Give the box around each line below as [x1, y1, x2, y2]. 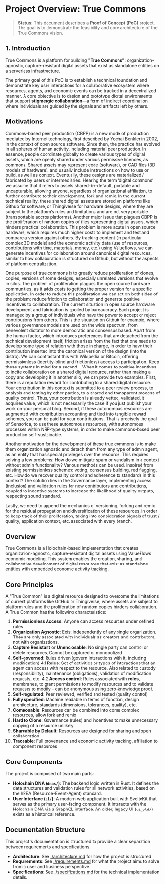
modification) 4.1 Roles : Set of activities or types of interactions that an [12, 660, 156, 666]
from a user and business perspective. [12, 863, 91, 869]
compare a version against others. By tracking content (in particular [5, 234, 142, 241]
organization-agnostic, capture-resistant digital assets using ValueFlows [5, 550, 151, 557]
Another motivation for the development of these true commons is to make [5, 441, 156, 447]
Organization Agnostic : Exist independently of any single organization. [12, 629, 157, 635]
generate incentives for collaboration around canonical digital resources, [5, 250, 152, 256]
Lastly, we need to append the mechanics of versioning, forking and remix [5, 502, 155, 508]
